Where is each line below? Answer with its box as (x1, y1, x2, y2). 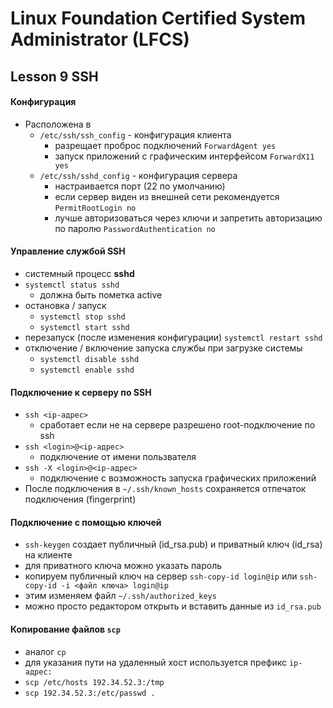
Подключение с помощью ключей (10, 516, 162, 528)
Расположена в (24, 118, 92, 130)
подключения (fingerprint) (24, 493, 137, 506)
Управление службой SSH (10, 245, 126, 257)
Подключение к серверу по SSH (10, 386, 152, 398)
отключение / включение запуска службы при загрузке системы (24, 342, 303, 354)
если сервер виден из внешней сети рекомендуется (54, 190, 280, 202)
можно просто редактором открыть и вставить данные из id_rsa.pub (24, 600, 322, 612)
